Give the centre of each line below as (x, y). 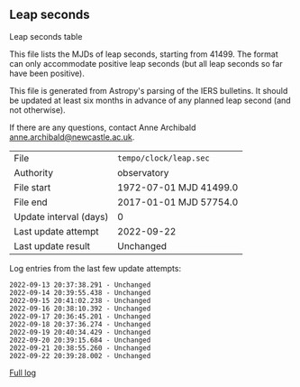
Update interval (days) (61, 217)
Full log (23, 373)
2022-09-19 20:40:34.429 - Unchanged (80, 332)
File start (32, 187)
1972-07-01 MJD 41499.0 (177, 187)
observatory (143, 172)
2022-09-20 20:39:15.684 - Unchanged (80, 340)
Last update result (52, 245)
